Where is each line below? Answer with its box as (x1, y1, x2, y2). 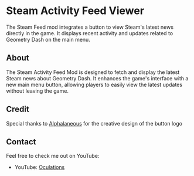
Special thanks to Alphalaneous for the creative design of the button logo (6, 120, 183, 127)
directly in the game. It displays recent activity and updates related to (6, 29, 173, 36)
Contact (6, 137, 36, 147)
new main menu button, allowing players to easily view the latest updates (6, 81, 183, 88)
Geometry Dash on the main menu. (6, 36, 91, 43)
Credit (6, 104, 29, 114)
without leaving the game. (6, 87, 69, 94)
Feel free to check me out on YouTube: (6, 153, 100, 160)
